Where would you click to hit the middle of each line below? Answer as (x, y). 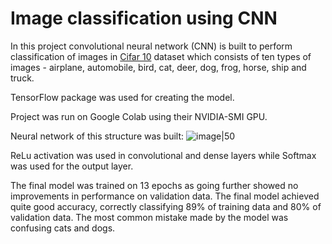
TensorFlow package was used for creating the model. (122, 97)
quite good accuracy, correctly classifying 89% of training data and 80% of (166, 206)
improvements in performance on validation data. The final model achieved (165, 196)
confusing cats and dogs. (63, 228)
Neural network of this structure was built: (97, 136)
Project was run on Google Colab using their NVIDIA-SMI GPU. (139, 116)
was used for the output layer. (72, 166)
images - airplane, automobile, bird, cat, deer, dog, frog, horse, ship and (158, 67)
